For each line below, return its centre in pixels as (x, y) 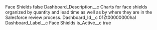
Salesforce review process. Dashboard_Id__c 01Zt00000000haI (71, 17)
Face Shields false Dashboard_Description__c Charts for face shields (76, 7)
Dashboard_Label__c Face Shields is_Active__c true (58, 23)
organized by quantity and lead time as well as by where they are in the (79, 12)
